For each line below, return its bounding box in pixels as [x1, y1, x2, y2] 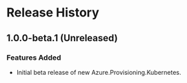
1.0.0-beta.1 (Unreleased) [6, 32, 118, 44]
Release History [6, 5, 99, 21]
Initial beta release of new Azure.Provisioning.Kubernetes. [16, 68, 181, 76]
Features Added [6, 53, 61, 62]
